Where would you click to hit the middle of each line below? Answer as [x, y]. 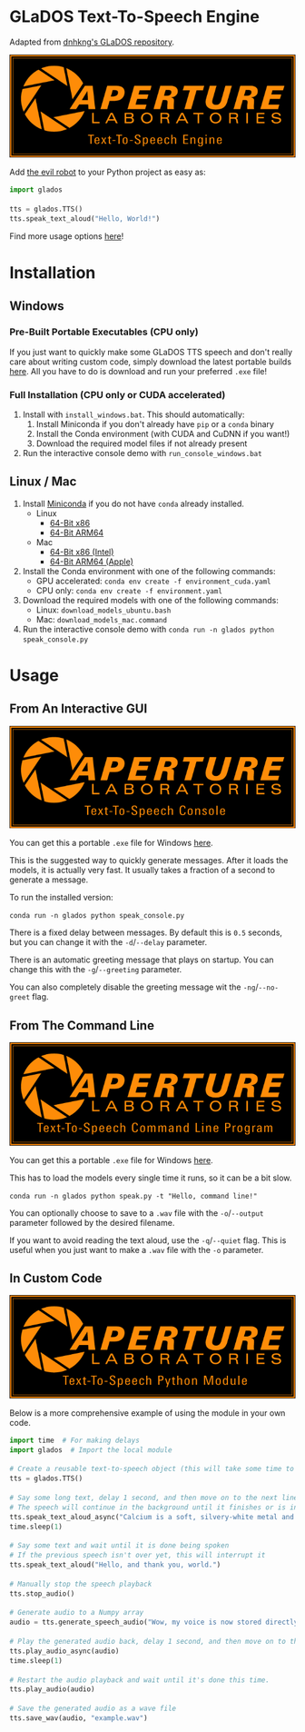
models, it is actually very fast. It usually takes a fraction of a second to [142, 871]
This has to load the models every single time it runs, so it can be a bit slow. [151, 1178]
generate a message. [49, 880]
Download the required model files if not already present [142, 443]
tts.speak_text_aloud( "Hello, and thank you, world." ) [115, 1565]
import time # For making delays [75, 1440]
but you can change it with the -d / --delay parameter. [108, 942]
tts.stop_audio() [42, 1593]
